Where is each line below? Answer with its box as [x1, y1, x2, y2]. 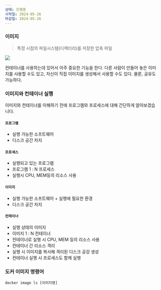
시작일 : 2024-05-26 [5, 12, 41, 17]
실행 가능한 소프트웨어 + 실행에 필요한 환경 [12, 195, 93, 201]
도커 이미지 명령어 [5, 268, 45, 275]
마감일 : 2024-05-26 [5, 16, 41, 21]
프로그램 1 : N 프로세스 [12, 166, 55, 172]
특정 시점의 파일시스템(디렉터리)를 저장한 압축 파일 [16, 45, 113, 51]
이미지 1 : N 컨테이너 [12, 230, 51, 236]
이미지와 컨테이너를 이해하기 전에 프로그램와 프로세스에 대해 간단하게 [5, 102, 135, 108]
